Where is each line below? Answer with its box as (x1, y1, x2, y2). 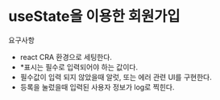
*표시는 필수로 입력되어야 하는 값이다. (19, 62, 139, 72)
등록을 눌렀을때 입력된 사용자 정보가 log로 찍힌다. (19, 82, 175, 92)
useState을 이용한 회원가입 (8, 7, 181, 26)
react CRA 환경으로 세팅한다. (19, 52, 113, 62)
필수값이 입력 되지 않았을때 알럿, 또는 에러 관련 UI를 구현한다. (19, 72, 212, 82)
